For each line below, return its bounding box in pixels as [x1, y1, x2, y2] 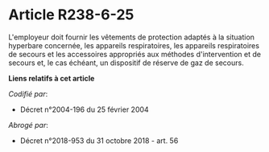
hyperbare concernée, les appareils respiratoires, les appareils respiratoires [8, 40, 260, 50]
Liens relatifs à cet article [8, 73, 95, 83]
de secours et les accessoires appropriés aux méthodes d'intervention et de [8, 49, 262, 59]
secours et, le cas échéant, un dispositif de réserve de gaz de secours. [8, 58, 244, 68]
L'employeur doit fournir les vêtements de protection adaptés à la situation [8, 32, 255, 42]
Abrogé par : [8, 120, 48, 129]
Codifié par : [8, 88, 48, 98]
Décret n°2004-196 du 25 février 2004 [19, 105, 149, 114]
